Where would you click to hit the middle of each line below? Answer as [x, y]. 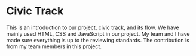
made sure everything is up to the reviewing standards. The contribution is [98, 40]
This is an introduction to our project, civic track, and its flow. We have [93, 27]
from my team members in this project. [54, 46]
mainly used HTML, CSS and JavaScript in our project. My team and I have [98, 33]
